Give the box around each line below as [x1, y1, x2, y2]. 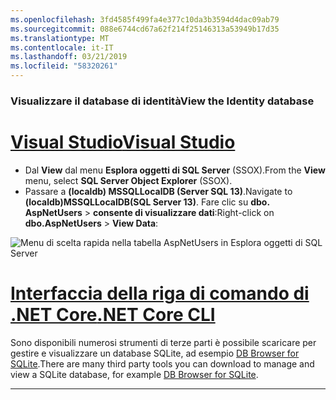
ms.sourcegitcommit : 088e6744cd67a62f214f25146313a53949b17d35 [10, 24, 280, 34]
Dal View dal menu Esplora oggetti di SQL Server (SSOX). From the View [24, 164, 326, 176]
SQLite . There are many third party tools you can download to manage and [10, 357, 315, 370]
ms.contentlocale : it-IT [10, 42, 114, 53]
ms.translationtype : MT [10, 33, 110, 43]
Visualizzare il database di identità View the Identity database [10, 94, 315, 108]
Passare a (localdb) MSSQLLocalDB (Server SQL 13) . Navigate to [24, 185, 293, 197]
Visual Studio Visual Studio [10, 131, 236, 154]
